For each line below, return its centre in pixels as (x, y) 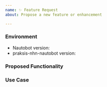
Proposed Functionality (34, 66)
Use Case (17, 80)
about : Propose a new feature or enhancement (54, 15)
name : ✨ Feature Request (32, 10)
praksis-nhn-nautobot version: (44, 53)
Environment (21, 37)
